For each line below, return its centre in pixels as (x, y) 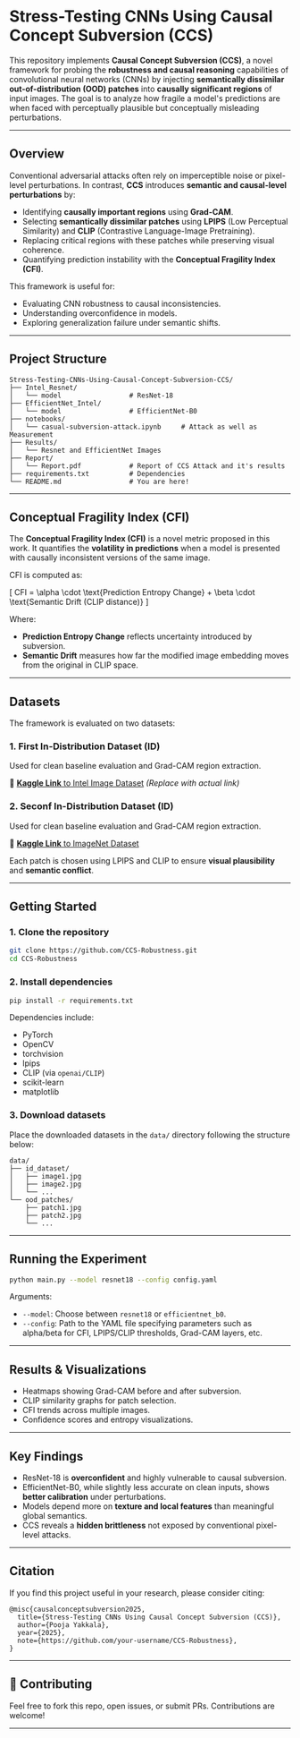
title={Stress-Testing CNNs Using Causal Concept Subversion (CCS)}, (149, 1617)
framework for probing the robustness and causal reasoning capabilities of (149, 70)
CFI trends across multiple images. (86, 1410)
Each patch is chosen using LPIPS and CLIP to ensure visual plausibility (142, 860)
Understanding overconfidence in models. (100, 313)
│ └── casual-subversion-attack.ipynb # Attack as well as (133, 427)
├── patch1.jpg (54, 1207)
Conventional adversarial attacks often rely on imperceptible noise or (136, 175)
